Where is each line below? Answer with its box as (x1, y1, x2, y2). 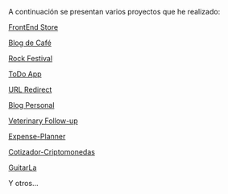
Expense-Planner (8, 132, 66, 141)
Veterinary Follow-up (8, 116, 78, 126)
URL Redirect (8, 85, 52, 94)
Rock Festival (8, 54, 53, 63)
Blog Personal (8, 101, 55, 109)
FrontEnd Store (8, 23, 59, 31)
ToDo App (8, 69, 42, 79)
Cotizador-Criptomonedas (8, 147, 95, 156)
